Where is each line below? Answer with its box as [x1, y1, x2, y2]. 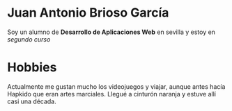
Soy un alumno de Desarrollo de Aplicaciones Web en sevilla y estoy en [7, 28, 216, 36]
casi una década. [7, 97, 57, 105]
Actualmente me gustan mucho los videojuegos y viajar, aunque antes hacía [7, 82, 226, 91]
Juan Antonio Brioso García [7, 5, 169, 21]
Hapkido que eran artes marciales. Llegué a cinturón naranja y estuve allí [7, 89, 216, 98]
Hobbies [7, 60, 57, 76]
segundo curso [7, 35, 51, 43]
